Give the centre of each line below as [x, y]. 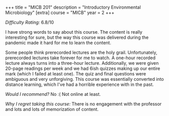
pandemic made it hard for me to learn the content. [58, 43]
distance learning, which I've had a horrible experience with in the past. [79, 84]
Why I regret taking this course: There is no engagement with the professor [83, 104]
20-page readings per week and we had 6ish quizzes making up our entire [83, 68]
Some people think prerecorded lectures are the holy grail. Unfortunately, [81, 52]
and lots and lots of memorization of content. [52, 109]
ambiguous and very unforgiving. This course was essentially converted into [84, 79]
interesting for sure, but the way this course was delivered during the [77, 37]
